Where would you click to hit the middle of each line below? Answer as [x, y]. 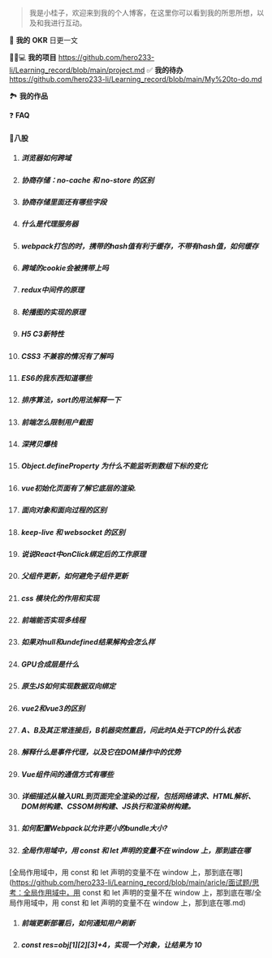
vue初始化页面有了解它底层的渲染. [78, 488]
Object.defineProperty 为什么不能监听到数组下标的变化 [114, 466]
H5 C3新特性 [42, 334]
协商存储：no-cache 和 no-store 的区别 [87, 180]
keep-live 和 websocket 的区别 [73, 532]
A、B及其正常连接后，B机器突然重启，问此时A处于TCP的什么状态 [131, 730]
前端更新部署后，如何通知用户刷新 [78, 923]
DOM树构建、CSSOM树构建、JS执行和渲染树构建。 [108, 806]
